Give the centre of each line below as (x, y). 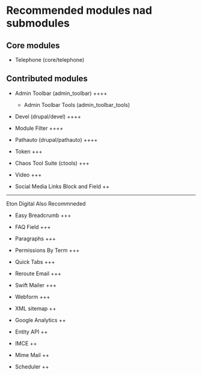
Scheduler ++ (32, 367)
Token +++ (29, 151)
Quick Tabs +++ (35, 261)
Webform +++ (32, 297)
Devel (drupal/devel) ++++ (48, 116)
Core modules (33, 45)
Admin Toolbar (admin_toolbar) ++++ (61, 93)
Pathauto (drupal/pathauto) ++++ (56, 139)
